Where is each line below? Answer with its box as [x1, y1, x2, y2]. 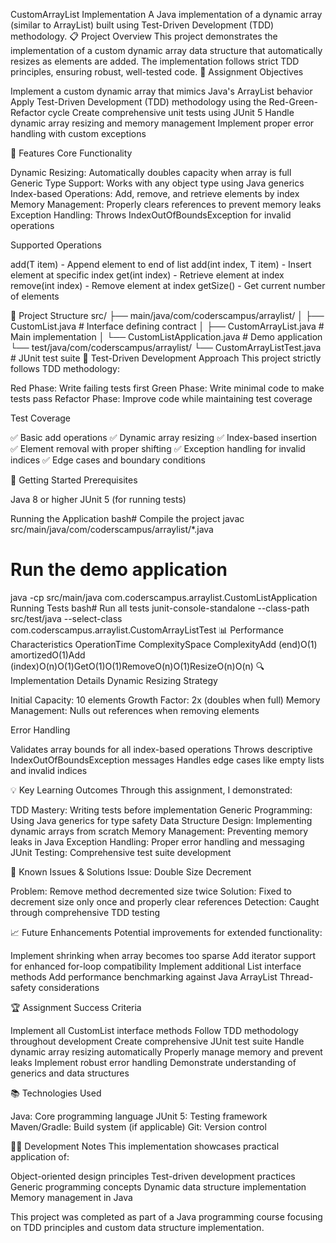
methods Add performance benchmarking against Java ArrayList [10, 970, 278, 983]
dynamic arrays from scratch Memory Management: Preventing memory [10, 825, 309, 837]
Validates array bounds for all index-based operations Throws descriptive [10, 743, 313, 755]
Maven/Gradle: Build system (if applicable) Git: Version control [10, 1120, 267, 1133]
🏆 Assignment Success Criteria [10, 1001, 142, 1013]
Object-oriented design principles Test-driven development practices [10, 1170, 296, 1182]
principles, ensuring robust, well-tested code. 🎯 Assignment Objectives [10, 66, 304, 78]
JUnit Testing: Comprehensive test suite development [10, 846, 232, 858]
